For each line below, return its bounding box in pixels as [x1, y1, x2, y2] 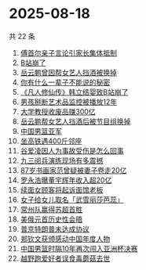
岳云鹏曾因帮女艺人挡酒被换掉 [20, 67, 117, 77]
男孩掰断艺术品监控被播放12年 [20, 97, 118, 106]
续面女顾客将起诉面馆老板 [20, 185, 104, 194]
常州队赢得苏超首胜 [20, 204, 83, 214]
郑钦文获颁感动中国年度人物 [20, 234, 111, 243]
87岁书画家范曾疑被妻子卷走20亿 [20, 165, 127, 175]
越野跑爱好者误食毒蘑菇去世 [20, 254, 111, 263]
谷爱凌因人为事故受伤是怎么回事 [20, 146, 124, 155]
